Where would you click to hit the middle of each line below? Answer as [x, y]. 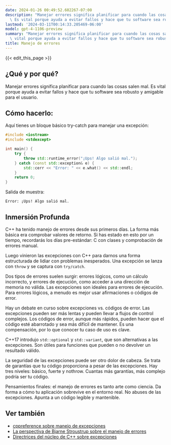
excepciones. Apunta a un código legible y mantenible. [63, 397]
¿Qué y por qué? [32, 74]
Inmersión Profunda [38, 217]
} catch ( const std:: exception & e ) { [54, 163]
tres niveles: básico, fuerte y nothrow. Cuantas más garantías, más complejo [85, 371]
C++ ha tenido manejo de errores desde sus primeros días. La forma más [82, 229]
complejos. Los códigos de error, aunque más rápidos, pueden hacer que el [85, 319]
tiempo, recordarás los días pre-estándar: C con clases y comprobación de [84, 240]
